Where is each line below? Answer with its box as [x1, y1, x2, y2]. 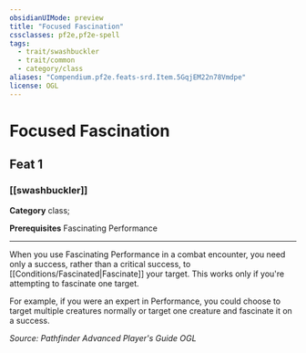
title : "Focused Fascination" [9, 22, 125, 31]
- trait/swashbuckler [17, 47, 100, 57]
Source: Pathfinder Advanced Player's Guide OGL [9, 332, 198, 343]
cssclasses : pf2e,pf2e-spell [9, 30, 120, 39]
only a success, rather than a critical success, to [9, 258, 191, 269]
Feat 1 [9, 157, 44, 172]
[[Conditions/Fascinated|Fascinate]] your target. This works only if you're [9, 268, 285, 279]
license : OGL [9, 81, 59, 90]
